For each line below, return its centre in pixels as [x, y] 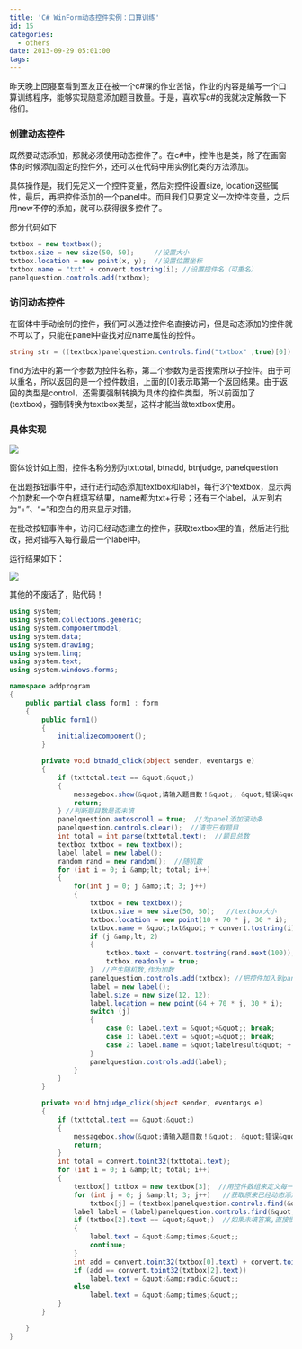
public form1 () [70, 720]
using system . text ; [46, 661]
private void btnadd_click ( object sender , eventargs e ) [148, 761]
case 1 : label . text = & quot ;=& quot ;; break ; [191, 1037]
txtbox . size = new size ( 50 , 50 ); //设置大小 [99, 253]
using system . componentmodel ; [66, 628]
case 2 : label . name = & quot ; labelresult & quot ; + [199, 1045]
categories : [31, 34]
